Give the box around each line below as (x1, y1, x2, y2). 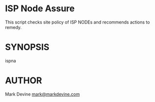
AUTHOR (5, 75, 43, 86)
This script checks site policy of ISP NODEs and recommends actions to (5, 19, 150, 25)
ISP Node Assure (5, 3, 75, 14)
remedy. (5, 24, 22, 30)
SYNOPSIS (5, 42, 50, 53)
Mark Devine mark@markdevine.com (5, 91, 80, 97)
